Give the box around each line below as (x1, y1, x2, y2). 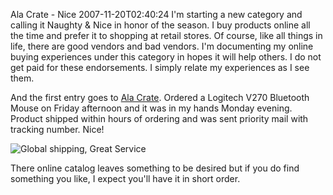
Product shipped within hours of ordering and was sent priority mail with (10, 113, 309, 124)
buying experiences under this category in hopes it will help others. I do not (10, 51, 322, 63)
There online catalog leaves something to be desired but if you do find (10, 162, 300, 174)
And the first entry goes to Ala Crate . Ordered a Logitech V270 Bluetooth (10, 92, 310, 103)
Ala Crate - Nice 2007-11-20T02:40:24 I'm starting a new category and (10, 9, 303, 20)
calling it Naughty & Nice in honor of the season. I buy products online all (10, 19, 311, 31)
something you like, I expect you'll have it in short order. (10, 173, 241, 184)
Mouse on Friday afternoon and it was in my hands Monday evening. (10, 102, 293, 114)
